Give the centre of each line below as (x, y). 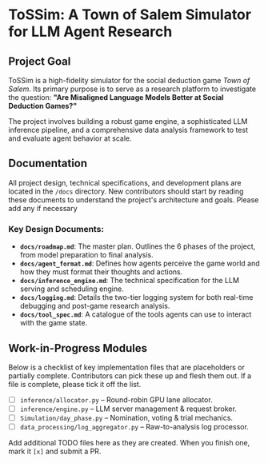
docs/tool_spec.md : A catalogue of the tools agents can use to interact (136, 314)
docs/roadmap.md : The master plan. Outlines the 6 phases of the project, (138, 246)
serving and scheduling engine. (72, 289)
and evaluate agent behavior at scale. (70, 138)
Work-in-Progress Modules (78, 348)
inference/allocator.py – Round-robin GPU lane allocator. (116, 399)
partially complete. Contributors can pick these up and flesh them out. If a (130, 375)
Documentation (48, 164)
